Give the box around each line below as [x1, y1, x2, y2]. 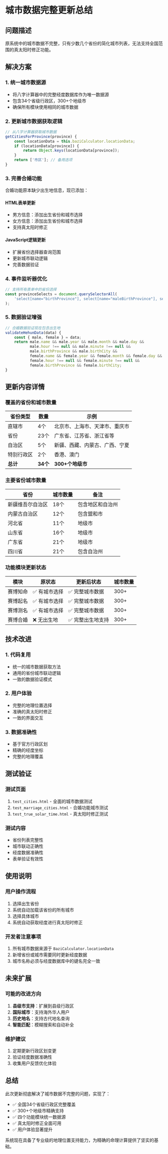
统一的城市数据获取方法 [12, 664, 61, 670]
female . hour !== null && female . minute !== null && [29, 358, 140, 363]
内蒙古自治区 [7, 510, 38, 517]
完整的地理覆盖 [12, 753, 43, 759]
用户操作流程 [5, 888, 36, 895]
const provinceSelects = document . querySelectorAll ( [5, 292, 117, 297]
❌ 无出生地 [32, 616, 58, 623]
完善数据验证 [12, 262, 39, 268]
